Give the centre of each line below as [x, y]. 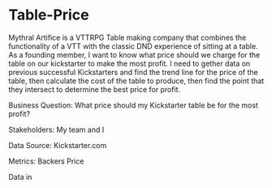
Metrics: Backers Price [46, 161]
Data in [20, 177]
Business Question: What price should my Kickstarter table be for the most [133, 105]
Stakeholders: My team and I [56, 129]
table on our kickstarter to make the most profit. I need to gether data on [130, 63]
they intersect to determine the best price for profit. [95, 89]
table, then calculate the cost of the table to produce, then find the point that [136, 81]
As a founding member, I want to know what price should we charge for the [134, 55]
